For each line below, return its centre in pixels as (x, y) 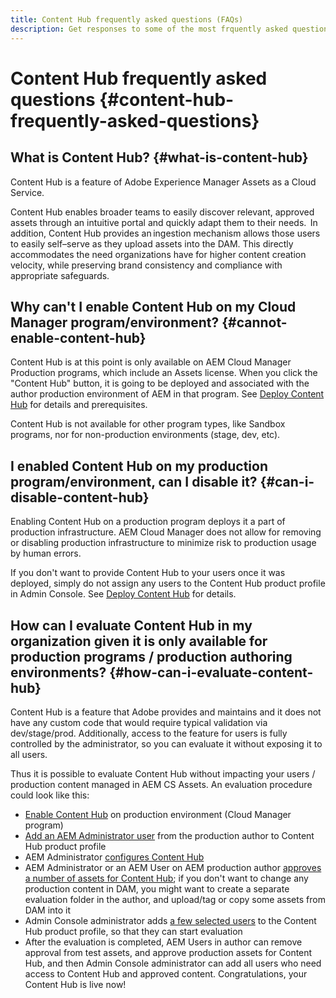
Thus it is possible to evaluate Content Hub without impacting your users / (163, 773)
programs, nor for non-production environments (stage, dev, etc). (145, 435)
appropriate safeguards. (60, 275)
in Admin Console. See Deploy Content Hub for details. (123, 594)
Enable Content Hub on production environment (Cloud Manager (158, 814)
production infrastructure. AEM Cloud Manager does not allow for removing (166, 532)
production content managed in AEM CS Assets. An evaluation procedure (161, 784)
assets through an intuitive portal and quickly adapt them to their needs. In (164, 222)
